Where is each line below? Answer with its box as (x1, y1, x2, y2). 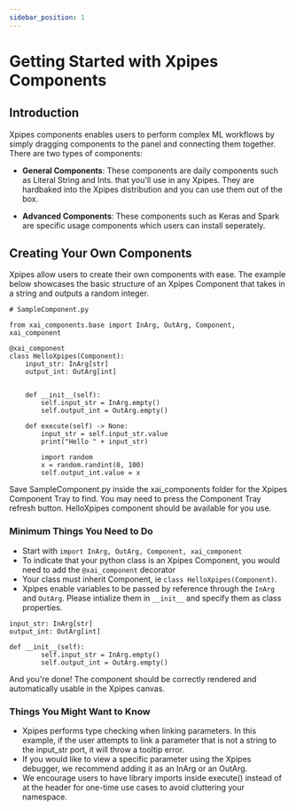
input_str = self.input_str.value (41, 430, 168, 439)
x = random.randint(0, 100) (41, 461, 144, 470)
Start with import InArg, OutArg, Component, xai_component (21, 545, 243, 556)
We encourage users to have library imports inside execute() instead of (21, 773, 282, 783)
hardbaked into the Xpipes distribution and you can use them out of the (21, 184, 284, 195)
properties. (21, 601, 63, 613)
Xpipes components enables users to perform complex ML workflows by (9, 129, 275, 139)
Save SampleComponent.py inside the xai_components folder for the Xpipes (9, 484, 288, 495)
